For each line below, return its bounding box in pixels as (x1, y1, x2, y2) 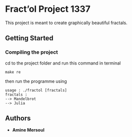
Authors (5, 114, 31, 123)
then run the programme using (5, 78, 67, 84)
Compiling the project (5, 49, 58, 56)
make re (5, 69, 21, 74)
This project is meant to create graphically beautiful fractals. (5, 20, 128, 26)
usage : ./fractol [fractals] (5, 88, 67, 93)
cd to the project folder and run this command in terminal (5, 60, 121, 66)
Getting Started (5, 34, 54, 42)
